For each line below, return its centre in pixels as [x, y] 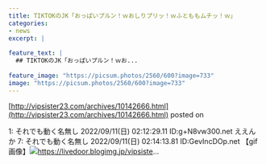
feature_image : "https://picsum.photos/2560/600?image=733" [112, 76]
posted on [187, 114]
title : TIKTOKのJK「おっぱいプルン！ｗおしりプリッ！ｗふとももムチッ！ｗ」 [122, 16]
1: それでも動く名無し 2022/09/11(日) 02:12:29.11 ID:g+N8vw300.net [121, 131]
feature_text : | [35, 53]
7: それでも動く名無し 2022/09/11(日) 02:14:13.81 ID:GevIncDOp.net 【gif [137, 141]
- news [19, 31]
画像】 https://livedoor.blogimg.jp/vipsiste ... [84, 151]
